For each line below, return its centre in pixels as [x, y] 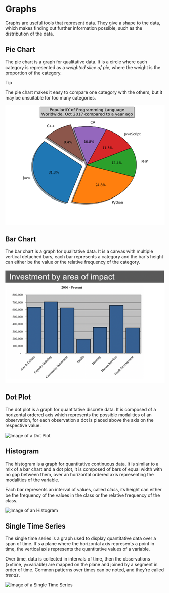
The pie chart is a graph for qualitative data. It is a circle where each [76, 62]
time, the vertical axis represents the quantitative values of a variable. [78, 549]
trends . [13, 575]
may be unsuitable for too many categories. [51, 97]
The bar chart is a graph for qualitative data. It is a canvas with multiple [79, 251]
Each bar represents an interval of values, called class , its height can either [83, 489]
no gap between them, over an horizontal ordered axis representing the [80, 474]
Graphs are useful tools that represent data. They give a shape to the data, [83, 23]
